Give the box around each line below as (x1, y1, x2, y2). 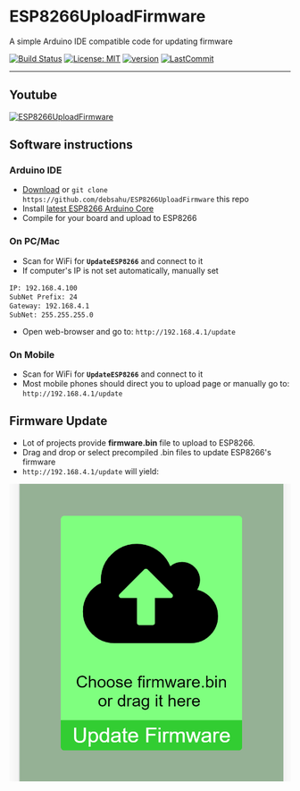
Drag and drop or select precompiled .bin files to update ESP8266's (21, 447, 272, 457)
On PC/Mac (9, 235, 61, 248)
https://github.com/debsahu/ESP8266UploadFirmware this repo (21, 194, 250, 205)
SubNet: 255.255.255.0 (9, 310, 94, 319)
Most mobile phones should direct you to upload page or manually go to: (21, 378, 290, 389)
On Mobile (9, 348, 55, 361)
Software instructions (9, 137, 134, 153)
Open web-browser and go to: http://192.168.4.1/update (21, 326, 237, 336)
